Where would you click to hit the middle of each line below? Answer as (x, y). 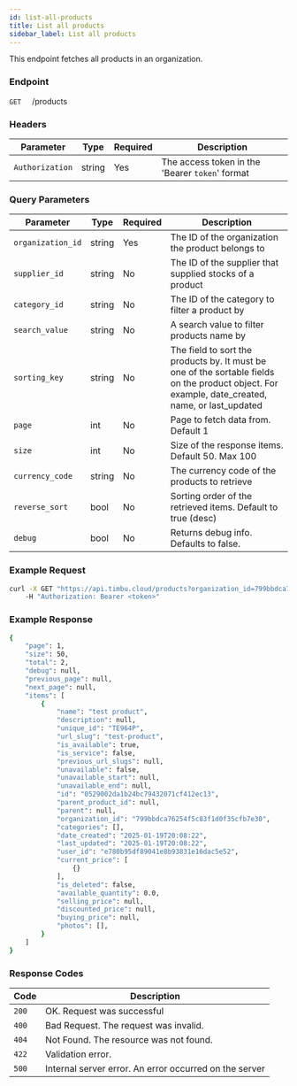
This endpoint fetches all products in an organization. (106, 59)
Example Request (47, 570)
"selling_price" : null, (100, 901)
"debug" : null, (53, 671)
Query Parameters (49, 199)
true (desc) (194, 519)
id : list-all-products (51, 17)
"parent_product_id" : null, (108, 803)
